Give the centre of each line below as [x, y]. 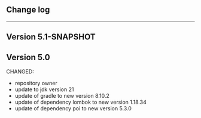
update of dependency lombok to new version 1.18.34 [80, 102]
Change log [28, 10]
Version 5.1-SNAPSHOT [51, 37]
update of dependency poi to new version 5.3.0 [73, 108]
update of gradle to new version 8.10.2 [62, 96]
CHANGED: [20, 72]
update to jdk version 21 [44, 89]
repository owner [36, 83]
